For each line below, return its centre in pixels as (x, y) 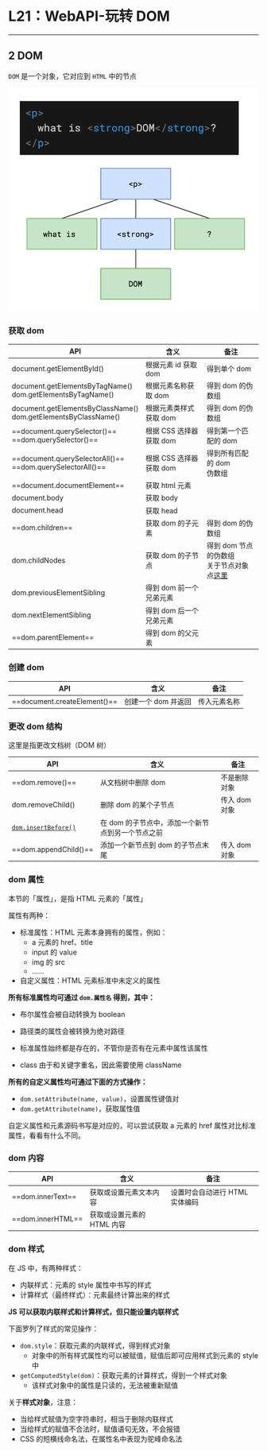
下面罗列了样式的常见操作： (54, 1329)
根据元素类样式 (170, 408)
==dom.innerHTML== (47, 1219)
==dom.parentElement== (53, 637)
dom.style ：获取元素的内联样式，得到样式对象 (95, 1345)
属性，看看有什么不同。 (46, 1135)
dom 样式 (26, 1249)
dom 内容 (26, 1158)
